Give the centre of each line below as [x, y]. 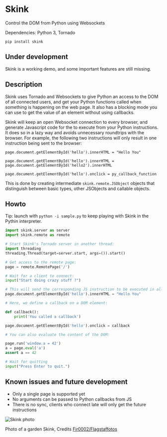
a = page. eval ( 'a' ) [25, 348]
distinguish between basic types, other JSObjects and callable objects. [78, 188]
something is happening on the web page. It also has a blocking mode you [81, 107]
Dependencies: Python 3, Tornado [40, 32]
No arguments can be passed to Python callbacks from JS [72, 399]
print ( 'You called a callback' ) [47, 317]
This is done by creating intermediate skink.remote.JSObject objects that [80, 183]
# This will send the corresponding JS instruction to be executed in [80, 289]
